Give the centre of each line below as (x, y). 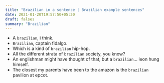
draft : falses (20, 19)
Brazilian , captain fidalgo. (40, 43)
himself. (21, 64)
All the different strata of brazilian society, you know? (69, 54)
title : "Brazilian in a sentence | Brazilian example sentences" (75, 10)
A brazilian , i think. (33, 38)
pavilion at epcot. (30, 75)
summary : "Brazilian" (28, 24)
